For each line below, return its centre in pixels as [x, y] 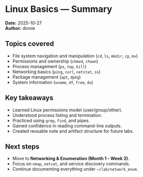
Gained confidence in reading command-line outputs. [67, 126]
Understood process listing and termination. [57, 115]
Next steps [22, 146]
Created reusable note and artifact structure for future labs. [73, 131]
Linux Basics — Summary [59, 9]
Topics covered [30, 44]
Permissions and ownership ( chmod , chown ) [55, 61]
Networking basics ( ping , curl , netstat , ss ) [56, 72]
